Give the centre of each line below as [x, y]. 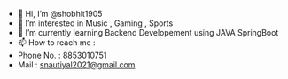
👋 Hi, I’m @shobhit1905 [60, 14]
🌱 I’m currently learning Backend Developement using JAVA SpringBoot [148, 32]
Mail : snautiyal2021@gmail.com [76, 65]
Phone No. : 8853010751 [62, 55]
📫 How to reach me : [56, 43]
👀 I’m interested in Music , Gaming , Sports [95, 23]
